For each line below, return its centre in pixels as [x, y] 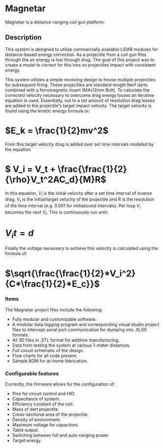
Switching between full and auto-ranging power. [61, 435]
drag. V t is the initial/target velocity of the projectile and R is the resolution [80, 200]
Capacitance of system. [36, 399]
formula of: [16, 254]
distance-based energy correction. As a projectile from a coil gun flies [76, 54]
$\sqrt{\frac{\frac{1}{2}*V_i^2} [70, 273]
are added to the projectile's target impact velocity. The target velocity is [78, 105]
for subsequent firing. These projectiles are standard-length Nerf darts [76, 85]
